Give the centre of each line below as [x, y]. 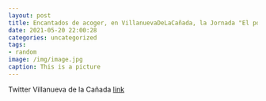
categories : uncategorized [53, 37]
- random [23, 52]
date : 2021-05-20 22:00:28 [53, 30]
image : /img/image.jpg [46, 60]
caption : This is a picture [55, 67]
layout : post [30, 15]
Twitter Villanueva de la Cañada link [66, 89]
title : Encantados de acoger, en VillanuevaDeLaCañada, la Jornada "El [129, 23]
